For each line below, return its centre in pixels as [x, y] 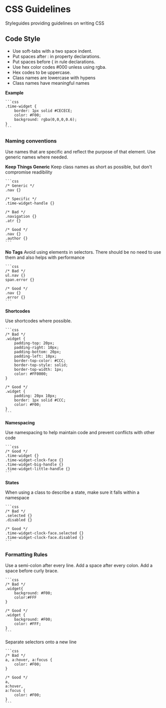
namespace [17, 498]
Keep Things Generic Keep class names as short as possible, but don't [79, 167]
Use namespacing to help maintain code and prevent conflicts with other [80, 433]
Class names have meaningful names [51, 83]
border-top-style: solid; [41, 365]
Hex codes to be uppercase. [41, 72]
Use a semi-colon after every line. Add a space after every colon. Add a [79, 565]
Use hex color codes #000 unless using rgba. [59, 67]
